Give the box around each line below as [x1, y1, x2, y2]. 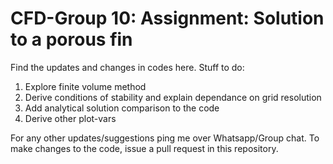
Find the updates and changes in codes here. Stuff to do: [10, 61, 245, 73]
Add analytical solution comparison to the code [24, 102, 220, 114]
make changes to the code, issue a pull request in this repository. [10, 142, 279, 154]
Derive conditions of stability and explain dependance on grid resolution [24, 91, 322, 103]
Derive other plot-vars [24, 112, 117, 124]
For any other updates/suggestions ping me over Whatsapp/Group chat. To [10, 132, 320, 144]
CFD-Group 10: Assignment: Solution [10, 7, 325, 30]
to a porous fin [10, 28, 133, 51]
